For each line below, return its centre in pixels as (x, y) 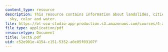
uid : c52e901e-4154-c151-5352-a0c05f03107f (51, 42)
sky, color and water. (33, 19)
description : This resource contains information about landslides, (78, 14)
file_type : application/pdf (34, 28)
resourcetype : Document (30, 33)
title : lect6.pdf (23, 38)
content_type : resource (30, 10)
